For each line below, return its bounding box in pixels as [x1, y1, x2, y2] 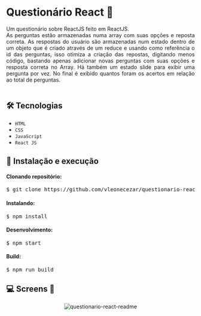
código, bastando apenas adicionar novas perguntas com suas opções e [6, 57, 195, 64]
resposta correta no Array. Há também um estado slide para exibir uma [6, 63, 195, 71]
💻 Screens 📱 [6, 284, 55, 294]
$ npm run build [6, 266, 54, 273]
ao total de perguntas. [6, 76, 61, 83]
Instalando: [6, 199, 35, 206]
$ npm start [6, 239, 41, 246]
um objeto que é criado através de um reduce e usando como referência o [6, 44, 195, 52]
